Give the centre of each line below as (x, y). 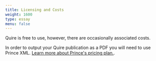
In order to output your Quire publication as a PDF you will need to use (78, 47)
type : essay (18, 19)
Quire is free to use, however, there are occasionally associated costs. (78, 38)
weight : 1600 (19, 14)
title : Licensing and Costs (35, 10)
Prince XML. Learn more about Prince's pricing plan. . (60, 53)
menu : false (18, 24)
